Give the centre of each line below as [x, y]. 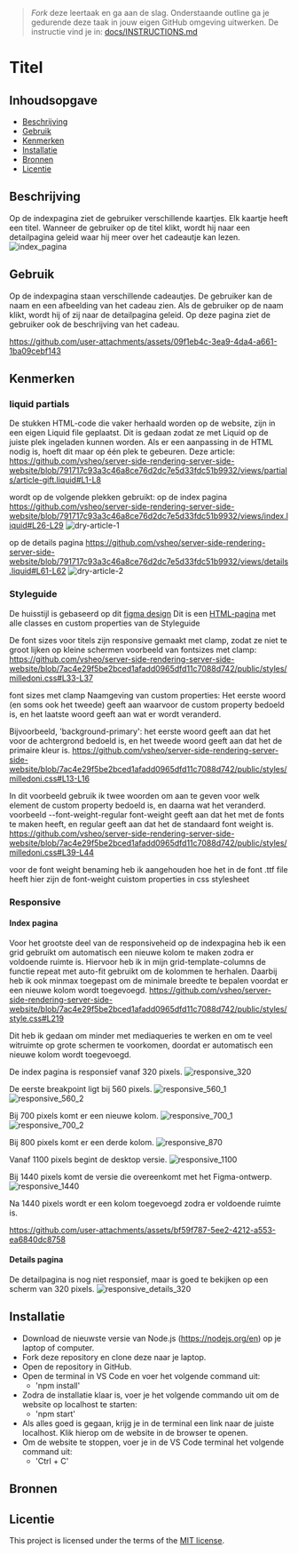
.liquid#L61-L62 [38, 571]
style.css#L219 [37, 1018]
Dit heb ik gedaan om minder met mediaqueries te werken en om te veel [141, 1035]
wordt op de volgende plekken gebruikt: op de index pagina [118, 498]
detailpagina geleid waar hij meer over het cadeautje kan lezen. [125, 237]
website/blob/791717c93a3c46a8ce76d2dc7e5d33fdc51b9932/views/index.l [149, 516]
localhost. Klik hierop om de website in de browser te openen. [135, 1432]
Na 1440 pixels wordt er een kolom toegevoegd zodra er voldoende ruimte [145, 1203]
